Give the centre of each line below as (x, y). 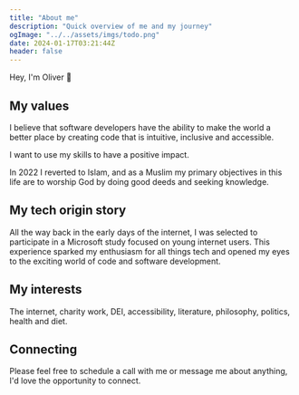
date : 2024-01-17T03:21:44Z (63, 43)
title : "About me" (44, 18)
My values (39, 106)
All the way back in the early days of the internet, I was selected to (134, 232)
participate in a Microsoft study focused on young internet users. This (140, 242)
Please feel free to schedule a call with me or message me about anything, (149, 371)
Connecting (43, 349)
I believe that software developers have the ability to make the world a (140, 127)
